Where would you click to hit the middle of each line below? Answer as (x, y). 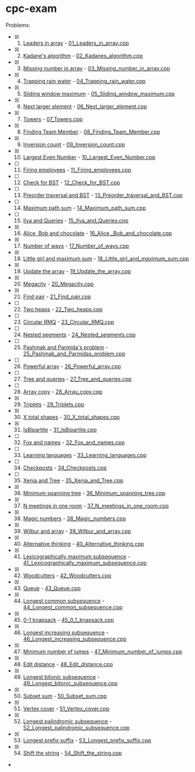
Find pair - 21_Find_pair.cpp (57, 297)
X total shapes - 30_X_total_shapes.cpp (71, 417)
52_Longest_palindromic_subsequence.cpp (76, 727)
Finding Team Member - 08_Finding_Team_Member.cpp (92, 132)
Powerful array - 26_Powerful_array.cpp (72, 366)
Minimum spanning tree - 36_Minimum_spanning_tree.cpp (94, 493)
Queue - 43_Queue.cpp (52, 588)
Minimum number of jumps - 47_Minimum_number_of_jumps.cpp (103, 651)
